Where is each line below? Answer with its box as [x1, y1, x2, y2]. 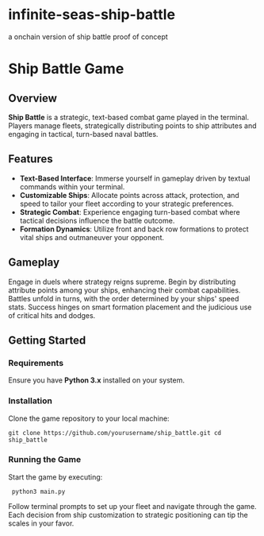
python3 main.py [11, 487, 66, 495]
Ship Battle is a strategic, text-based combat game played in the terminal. [8, 112, 250, 122]
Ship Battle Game [8, 60, 124, 78]
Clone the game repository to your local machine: [8, 414, 170, 423]
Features [8, 153, 53, 166]
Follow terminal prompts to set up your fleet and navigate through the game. [8, 501, 257, 511]
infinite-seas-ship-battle [8, 6, 176, 24]
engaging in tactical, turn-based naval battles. [8, 129, 159, 138]
